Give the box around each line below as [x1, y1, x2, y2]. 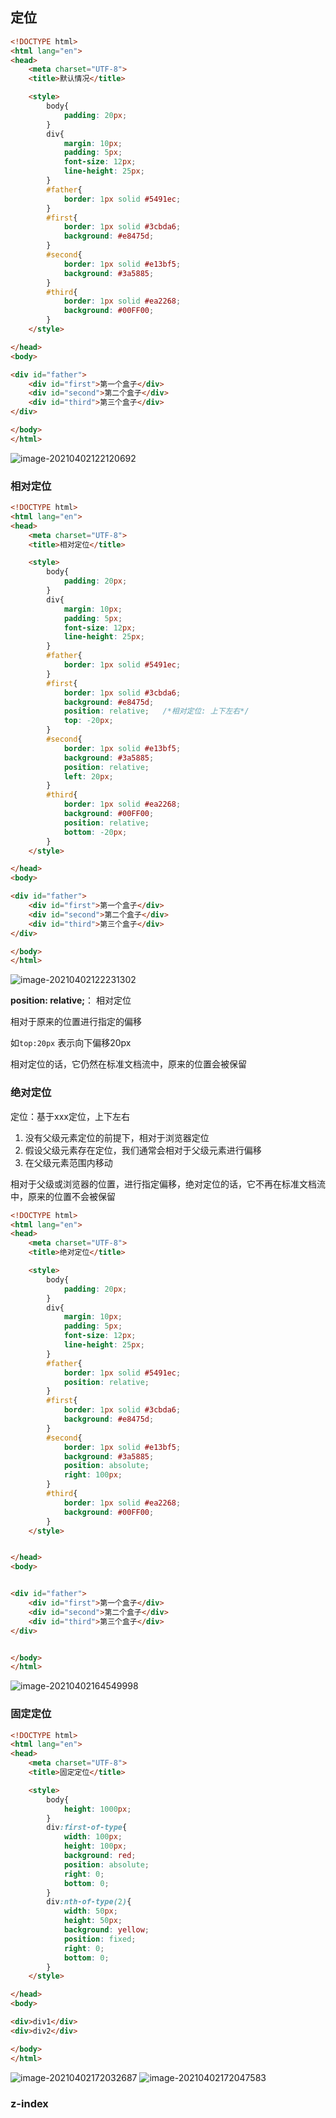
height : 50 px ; [63, 1916, 123, 1926]
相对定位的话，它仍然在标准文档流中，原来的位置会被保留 [10, 1058, 247, 1070]
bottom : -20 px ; [63, 827, 128, 837]
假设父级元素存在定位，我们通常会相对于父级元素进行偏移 [24, 1144, 262, 1156]
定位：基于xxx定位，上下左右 [10, 1110, 130, 1122]
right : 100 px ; [63, 1470, 123, 1480]
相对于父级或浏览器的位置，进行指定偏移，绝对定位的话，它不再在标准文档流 [10, 1178, 326, 1190]
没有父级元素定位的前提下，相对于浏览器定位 [24, 1131, 210, 1143]
